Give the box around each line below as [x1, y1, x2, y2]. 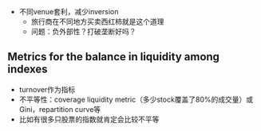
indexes [7, 63, 49, 76]
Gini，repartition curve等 [18, 104, 101, 114]
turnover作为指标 [18, 84, 76, 94]
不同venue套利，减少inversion [18, 7, 119, 16]
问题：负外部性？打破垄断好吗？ [30, 27, 136, 36]
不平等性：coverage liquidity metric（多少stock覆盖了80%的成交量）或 [18, 94, 254, 104]
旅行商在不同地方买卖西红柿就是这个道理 [30, 17, 164, 26]
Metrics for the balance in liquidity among [7, 50, 220, 64]
